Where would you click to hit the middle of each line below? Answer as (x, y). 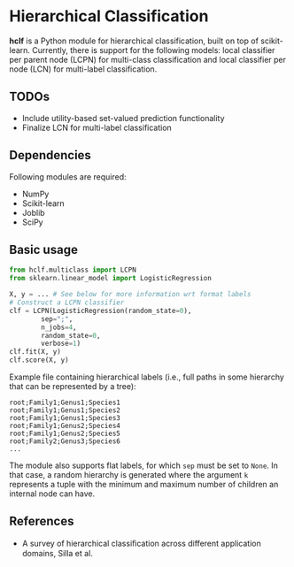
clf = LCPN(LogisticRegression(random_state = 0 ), (101, 310)
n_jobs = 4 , (59, 327)
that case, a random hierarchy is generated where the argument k (129, 475)
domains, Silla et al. (57, 553)
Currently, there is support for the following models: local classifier (154, 50)
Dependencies (50, 155)
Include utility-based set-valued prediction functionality (123, 118)
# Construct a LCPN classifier (67, 303)
